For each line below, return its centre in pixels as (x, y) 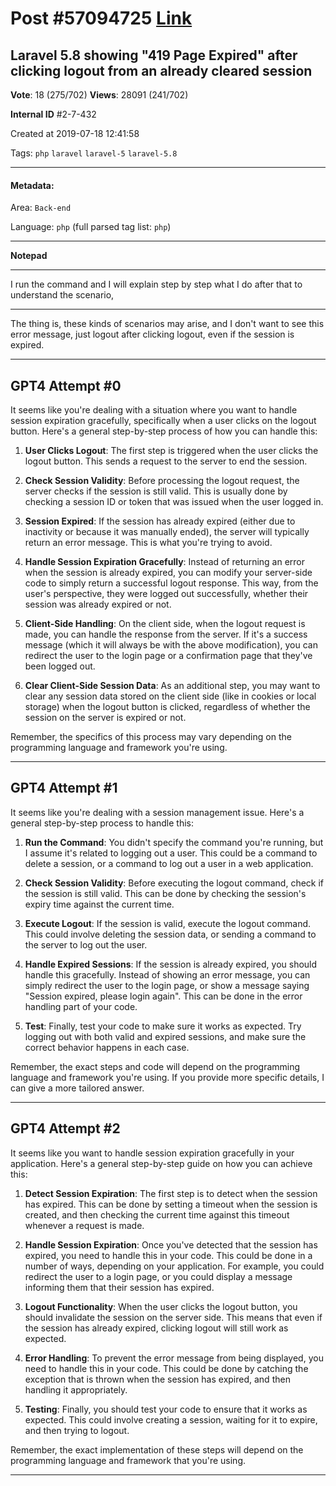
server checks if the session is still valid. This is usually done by (156, 491)
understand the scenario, (62, 295)
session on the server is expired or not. (105, 718)
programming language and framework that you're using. (128, 1460)
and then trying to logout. (77, 1430)
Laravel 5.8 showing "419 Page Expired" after (154, 55)
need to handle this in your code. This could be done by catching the (166, 1368)
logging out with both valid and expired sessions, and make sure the (165, 1036)
